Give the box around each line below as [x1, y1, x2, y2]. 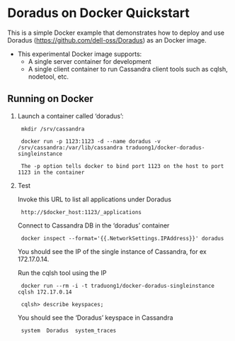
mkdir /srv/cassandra [21, 125, 85, 133]
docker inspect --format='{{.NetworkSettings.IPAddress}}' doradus [21, 235, 224, 242]
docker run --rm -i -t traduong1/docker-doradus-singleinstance [21, 282, 214, 289]
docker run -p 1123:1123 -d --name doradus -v [21, 138, 161, 145]
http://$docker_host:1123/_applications [21, 208, 142, 216]
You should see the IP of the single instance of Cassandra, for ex [17, 247, 207, 256]
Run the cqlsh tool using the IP [17, 268, 107, 277]
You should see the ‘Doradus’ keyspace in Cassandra [17, 313, 173, 322]
